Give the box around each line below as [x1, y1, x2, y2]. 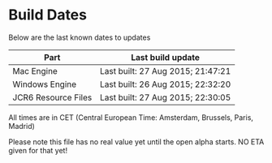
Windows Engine [12, 79, 77, 90]
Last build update [131, 51, 201, 62]
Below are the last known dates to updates [8, 32, 151, 42]
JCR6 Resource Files [12, 92, 93, 103]
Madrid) [8, 121, 35, 131]
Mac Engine [12, 65, 58, 76]
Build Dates [8, 6, 88, 24]
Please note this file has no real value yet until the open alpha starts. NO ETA [8, 136, 265, 147]
